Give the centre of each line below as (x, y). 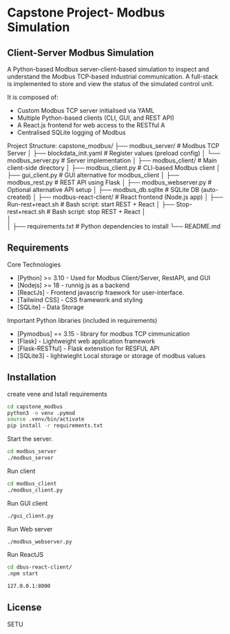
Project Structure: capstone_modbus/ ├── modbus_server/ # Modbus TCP (113, 146)
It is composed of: (33, 97)
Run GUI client (28, 503)
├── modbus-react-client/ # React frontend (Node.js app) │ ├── (130, 197)
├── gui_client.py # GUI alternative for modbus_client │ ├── (93, 175)
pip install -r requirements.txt (55, 426)
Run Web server (30, 529)
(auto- (210, 190)
